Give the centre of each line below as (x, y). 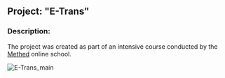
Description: (29, 31)
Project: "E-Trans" (48, 11)
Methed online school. (40, 54)
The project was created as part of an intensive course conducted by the (112, 46)
